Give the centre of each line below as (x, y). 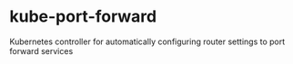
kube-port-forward (83, 17)
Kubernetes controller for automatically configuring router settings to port (147, 41)
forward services (41, 50)
